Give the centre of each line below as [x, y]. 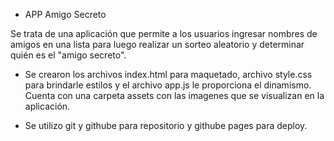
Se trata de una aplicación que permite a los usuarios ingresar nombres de [164, 33]
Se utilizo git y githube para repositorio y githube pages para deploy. [166, 125]
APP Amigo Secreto [65, 14]
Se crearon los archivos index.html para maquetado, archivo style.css [168, 74]
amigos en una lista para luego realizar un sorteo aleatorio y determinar [157, 44]
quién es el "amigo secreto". [68, 55]
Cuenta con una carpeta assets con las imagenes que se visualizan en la [174, 95]
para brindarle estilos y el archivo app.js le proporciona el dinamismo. [168, 85]
